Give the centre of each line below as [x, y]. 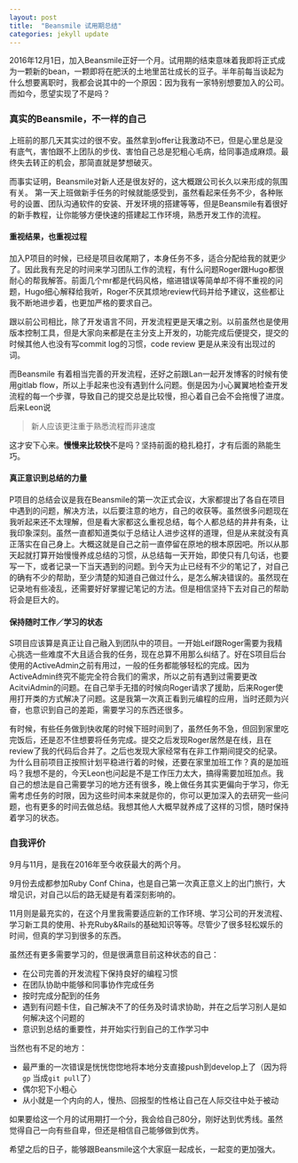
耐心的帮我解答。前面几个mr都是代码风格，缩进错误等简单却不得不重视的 [142, 280]
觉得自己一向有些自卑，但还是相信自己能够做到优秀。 [106, 1130]
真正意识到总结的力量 [48, 478]
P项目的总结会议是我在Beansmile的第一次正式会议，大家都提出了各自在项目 [147, 500]
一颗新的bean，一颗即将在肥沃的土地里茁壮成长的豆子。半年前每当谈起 [146, 71]
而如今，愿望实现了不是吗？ [60, 93]
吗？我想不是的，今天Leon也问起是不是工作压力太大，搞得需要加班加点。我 [146, 773]
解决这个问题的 [57, 1018]
